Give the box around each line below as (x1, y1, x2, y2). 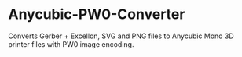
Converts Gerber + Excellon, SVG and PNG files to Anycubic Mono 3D (8, 31, 234, 41)
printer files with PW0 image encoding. (8, 39, 134, 48)
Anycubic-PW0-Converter (8, 5, 185, 23)
